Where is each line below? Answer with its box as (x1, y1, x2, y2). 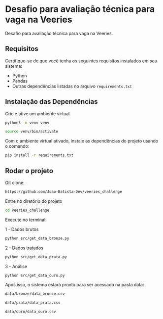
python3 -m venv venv (5, 120, 50, 125)
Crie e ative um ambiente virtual (5, 110, 70, 117)
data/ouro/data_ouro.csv (5, 309, 56, 315)
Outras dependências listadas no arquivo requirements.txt (12, 83, 132, 89)
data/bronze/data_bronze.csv (5, 291, 65, 296)
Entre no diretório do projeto (5, 198, 63, 204)
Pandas (12, 78, 28, 84)
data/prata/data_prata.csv (5, 300, 61, 305)
